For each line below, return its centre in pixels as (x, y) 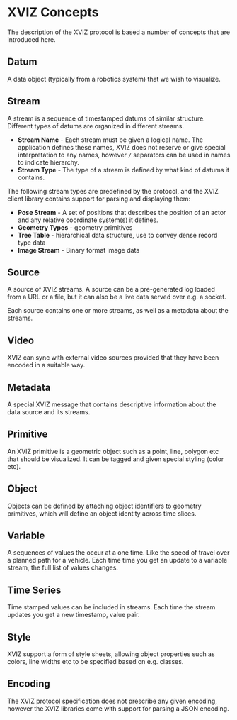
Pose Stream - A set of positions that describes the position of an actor (122, 212)
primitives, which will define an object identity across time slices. (102, 513)
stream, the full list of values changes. (63, 567)
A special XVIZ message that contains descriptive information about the (112, 404)
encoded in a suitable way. (46, 365)
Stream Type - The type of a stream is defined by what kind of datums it (123, 170)
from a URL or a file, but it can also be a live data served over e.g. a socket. (117, 297)
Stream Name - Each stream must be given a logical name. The (110, 140)
